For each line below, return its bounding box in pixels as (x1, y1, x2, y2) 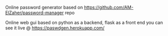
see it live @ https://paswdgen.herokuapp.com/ (5, 25, 105, 31)
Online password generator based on (5, 5, 83, 10)
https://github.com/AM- (84, 5, 133, 10)
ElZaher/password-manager (5, 10, 64, 16)
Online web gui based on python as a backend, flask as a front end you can (5, 20, 163, 25)
